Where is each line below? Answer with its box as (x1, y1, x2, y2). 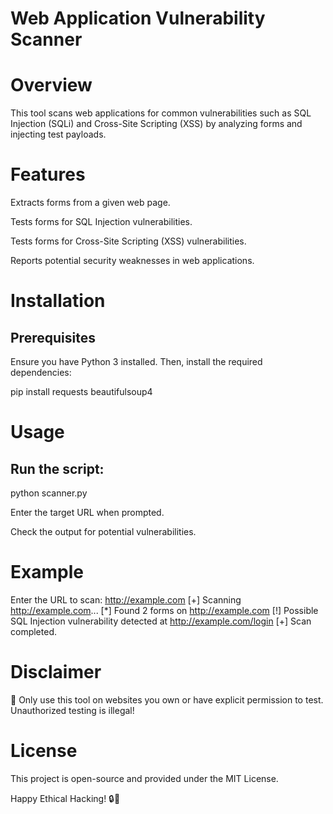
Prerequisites (10, 329, 96, 346)
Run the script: (10, 460, 105, 477)
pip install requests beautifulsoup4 (10, 386, 153, 398)
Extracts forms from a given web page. (10, 197, 171, 209)
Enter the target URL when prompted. (10, 507, 165, 519)
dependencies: (10, 367, 72, 379)
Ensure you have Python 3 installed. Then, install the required (10, 356, 263, 368)
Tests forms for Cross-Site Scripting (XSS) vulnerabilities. (10, 235, 247, 247)
